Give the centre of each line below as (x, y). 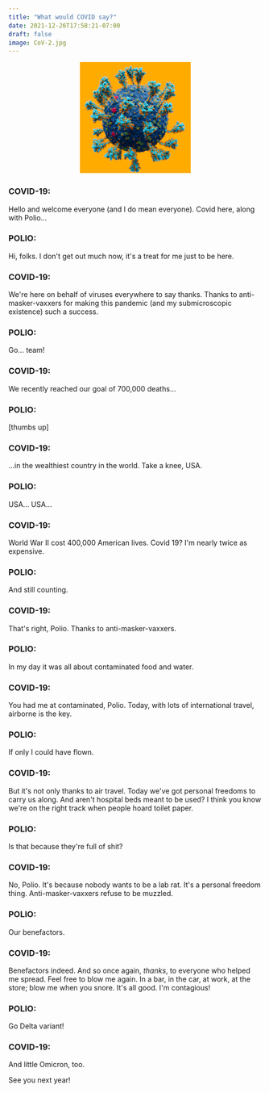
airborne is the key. (40, 714)
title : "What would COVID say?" (62, 17)
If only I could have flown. (51, 752)
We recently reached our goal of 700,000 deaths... (92, 388)
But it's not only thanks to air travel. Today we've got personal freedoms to (132, 790)
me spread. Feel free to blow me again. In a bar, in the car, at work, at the (130, 979)
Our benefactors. (37, 932)
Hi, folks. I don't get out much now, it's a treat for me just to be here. (122, 256)
